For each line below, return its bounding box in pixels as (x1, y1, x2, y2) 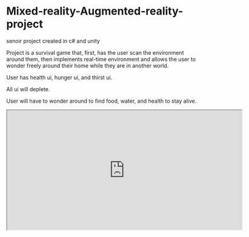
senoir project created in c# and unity (6, 37, 100, 44)
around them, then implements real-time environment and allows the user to (6, 55, 196, 63)
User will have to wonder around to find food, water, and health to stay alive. (6, 97, 197, 105)
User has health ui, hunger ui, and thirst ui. (6, 74, 113, 81)
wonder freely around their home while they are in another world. (6, 62, 169, 69)
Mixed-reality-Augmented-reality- (6, 4, 184, 18)
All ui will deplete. (6, 85, 50, 92)
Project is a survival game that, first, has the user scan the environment (6, 49, 184, 56)
